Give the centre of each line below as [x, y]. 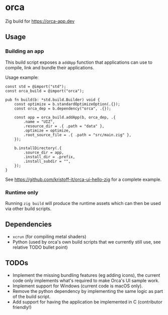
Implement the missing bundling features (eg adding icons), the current [86, 275]
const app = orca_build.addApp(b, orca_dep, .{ [65, 117]
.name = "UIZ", [39, 122]
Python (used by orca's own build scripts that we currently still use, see [87, 242]
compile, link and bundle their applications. [50, 67]
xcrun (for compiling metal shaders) [49, 236]
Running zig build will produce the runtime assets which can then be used [83, 203]
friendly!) [22, 307]
